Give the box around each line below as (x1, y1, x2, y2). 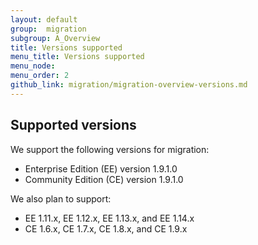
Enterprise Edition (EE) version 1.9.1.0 (24, 162, 178, 175)
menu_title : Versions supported (10, 52, 145, 62)
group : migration (10, 24, 87, 34)
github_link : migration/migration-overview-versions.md (10, 80, 248, 90)
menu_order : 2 (10, 71, 70, 81)
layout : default (10, 14, 78, 25)
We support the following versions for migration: (10, 143, 210, 155)
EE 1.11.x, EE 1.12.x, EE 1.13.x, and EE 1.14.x (24, 212, 195, 224)
